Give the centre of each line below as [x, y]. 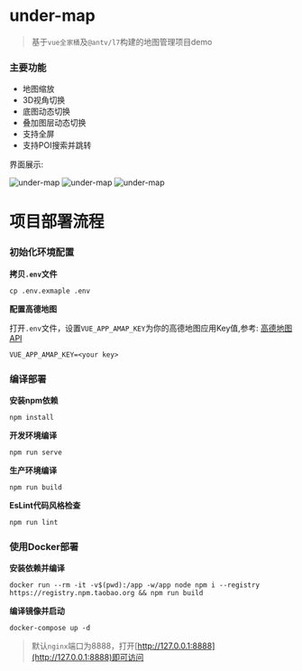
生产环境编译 [33, 471]
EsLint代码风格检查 [45, 506]
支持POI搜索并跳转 [57, 145]
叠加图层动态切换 [54, 123]
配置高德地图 [33, 309]
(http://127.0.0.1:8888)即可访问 [87, 657]
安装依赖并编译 [37, 568]
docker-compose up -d [50, 629]
